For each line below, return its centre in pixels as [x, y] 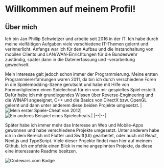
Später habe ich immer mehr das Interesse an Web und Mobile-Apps [74, 125]
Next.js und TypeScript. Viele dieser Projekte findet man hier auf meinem [79, 141]
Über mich [21, 27]
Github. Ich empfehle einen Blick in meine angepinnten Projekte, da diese [79, 146]
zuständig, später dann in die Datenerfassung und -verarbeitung [70, 59]
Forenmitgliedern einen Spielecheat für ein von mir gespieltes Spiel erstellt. [81, 90]
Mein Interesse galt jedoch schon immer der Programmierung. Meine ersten [82, 74]
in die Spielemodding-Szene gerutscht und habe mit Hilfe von [67, 84]
